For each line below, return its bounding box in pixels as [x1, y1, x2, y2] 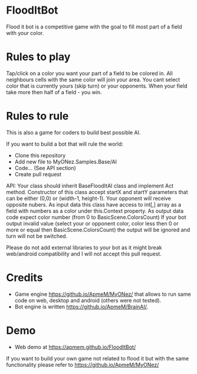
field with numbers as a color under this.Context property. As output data [6, 207, 184, 214]
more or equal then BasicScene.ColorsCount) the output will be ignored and [6, 226, 191, 233]
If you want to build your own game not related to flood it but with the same [6, 354, 189, 362]
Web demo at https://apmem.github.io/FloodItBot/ [14, 343, 136, 350]
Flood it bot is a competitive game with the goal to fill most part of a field [6, 23, 182, 30]
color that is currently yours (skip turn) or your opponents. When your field [6, 82, 188, 89]
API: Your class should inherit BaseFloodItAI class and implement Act [6, 182, 174, 189]
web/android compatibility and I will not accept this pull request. [6, 250, 162, 257]
